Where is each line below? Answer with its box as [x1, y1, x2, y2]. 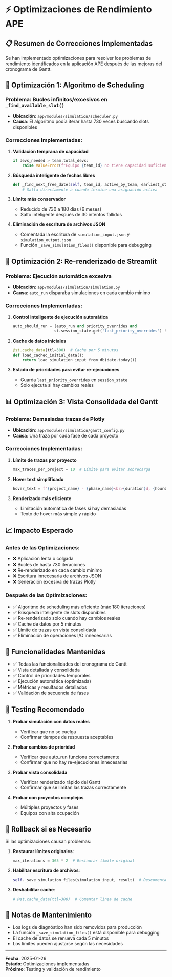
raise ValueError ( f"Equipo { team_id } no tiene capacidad [22, 163, 146, 168]
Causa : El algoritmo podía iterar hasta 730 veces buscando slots [12, 118, 149, 124]
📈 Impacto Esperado [5, 526, 73, 535]
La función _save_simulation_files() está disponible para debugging [12, 930, 160, 936]
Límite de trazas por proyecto [12, 456, 77, 463]
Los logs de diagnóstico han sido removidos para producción [12, 924, 142, 930]
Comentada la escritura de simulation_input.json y [20, 231, 130, 238]
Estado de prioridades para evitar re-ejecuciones [12, 366, 120, 372]
